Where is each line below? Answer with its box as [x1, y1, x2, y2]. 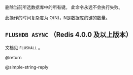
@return [5, 54, 22, 60]
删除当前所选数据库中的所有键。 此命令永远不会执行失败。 [5, 4, 123, 10]
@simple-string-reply [5, 64, 49, 70]
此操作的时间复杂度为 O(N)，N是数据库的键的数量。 [5, 15, 110, 21]
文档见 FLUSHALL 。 [5, 44, 43, 50]
